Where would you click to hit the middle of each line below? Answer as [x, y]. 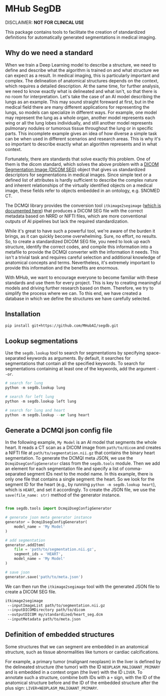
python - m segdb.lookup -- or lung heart [48, 415]
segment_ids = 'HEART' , [39, 554]
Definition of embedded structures [60, 635]
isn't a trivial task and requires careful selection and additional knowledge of [83, 257]
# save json [17, 572]
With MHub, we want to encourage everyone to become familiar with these [82, 277]
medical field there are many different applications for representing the [77, 107]
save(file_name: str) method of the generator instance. [63, 495]
